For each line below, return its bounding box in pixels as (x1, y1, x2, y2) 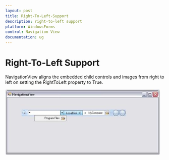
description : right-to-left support (5, 19, 82, 24)
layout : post (5, 8, 33, 13)
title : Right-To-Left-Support (5, 13, 69, 19)
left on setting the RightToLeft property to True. (5, 79, 103, 85)
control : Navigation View (5, 29, 60, 35)
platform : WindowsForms (5, 24, 55, 29)
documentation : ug (5, 35, 44, 40)
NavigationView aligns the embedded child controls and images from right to (5, 74, 164, 80)
